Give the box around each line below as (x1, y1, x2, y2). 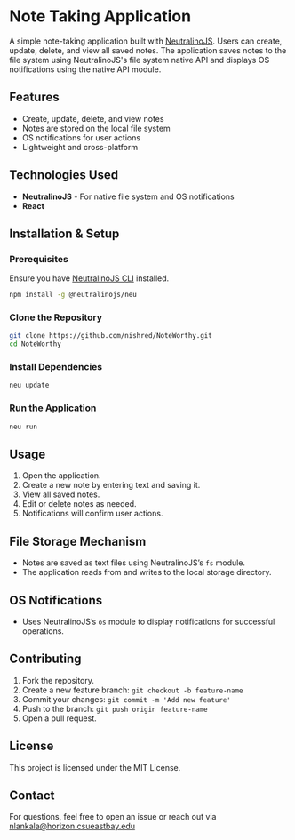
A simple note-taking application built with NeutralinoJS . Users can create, (9, 36, 283, 46)
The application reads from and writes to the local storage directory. (21, 567, 272, 578)
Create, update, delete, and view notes (21, 113, 164, 124)
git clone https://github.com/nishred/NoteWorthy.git (9, 332, 213, 340)
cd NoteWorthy (9, 340, 62, 348)
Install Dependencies (9, 361, 103, 373)
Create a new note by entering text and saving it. (21, 480, 201, 491)
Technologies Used (9, 167, 118, 183)
